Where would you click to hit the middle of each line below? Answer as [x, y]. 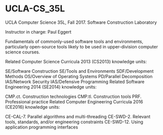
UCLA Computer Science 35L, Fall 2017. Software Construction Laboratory [81, 22]
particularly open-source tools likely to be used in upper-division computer [81, 46]
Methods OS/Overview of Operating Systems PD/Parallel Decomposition [79, 76]
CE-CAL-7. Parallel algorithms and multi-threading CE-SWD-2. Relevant [78, 116]
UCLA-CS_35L [35, 9]
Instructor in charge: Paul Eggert [38, 32]
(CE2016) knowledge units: [33, 107]
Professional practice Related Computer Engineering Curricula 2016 [74, 101]
